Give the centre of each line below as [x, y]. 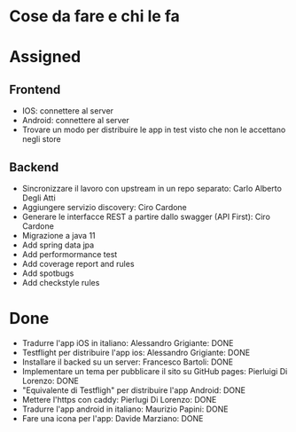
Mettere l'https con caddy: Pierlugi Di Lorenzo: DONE [119, 399]
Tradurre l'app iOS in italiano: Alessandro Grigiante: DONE [128, 342]
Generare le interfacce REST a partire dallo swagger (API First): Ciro [146, 216]
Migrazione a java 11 [58, 236]
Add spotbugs [48, 273]
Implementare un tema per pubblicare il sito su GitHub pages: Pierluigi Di [155, 371]
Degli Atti [39, 198]
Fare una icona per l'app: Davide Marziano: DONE [113, 418]
